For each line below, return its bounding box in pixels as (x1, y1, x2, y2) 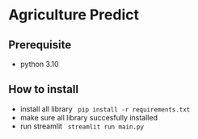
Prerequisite (8, 38, 72, 52)
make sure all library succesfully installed (19, 112, 158, 122)
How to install (8, 82, 79, 96)
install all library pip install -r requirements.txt (19, 103, 191, 114)
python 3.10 (19, 59, 59, 69)
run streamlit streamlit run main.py (19, 121, 144, 131)
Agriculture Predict (8, 6, 140, 24)
